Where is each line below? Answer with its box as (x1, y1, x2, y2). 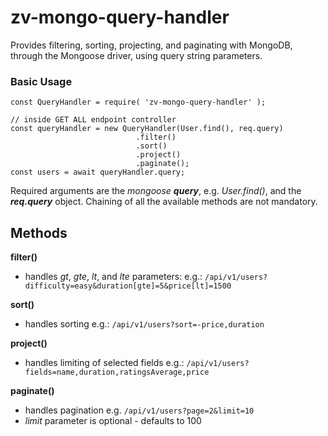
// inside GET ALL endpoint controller (10, 115, 177, 125)
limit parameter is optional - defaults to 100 (24, 415, 202, 427)
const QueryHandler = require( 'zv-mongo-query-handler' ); (10, 97, 267, 108)
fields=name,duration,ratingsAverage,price (24, 367, 210, 378)
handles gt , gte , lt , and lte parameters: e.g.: (24, 271, 203, 283)
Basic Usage (10, 74, 73, 88)
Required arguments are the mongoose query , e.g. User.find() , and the (10, 185, 302, 197)
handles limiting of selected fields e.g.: (24, 357, 185, 369)
